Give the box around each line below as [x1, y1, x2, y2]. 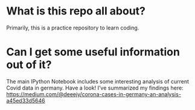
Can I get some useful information [6, 45, 180, 59]
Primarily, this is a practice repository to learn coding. [6, 24, 139, 31]
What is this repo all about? [6, 4, 146, 18]
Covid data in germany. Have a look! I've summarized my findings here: [6, 84, 184, 91]
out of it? [6, 58, 52, 72]
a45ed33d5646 [6, 97, 45, 104]
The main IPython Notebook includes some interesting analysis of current [6, 78, 189, 85]
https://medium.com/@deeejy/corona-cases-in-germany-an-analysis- [6, 90, 181, 97]
